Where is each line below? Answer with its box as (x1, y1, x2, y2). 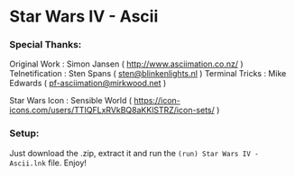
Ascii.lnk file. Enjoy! (9, 157, 88, 168)
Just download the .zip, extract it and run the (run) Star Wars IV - (9, 147, 260, 158)
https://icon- (134, 95, 180, 106)
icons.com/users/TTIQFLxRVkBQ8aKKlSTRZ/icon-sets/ (9, 105, 215, 116)
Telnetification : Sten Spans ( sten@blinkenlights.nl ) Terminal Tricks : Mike (9, 68, 287, 79)
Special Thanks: (9, 39, 82, 51)
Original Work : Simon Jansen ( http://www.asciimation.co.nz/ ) (9, 58, 244, 69)
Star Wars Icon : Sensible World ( (9, 95, 133, 106)
